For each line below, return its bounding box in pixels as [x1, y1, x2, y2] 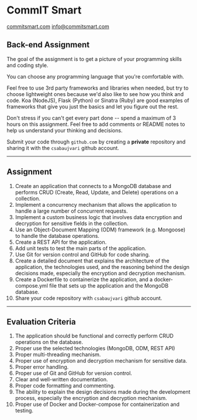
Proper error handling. [15, 364, 69, 371]
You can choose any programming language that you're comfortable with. [6, 73, 185, 80]
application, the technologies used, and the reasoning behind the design [15, 263, 189, 270]
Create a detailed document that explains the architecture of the [15, 257, 170, 264]
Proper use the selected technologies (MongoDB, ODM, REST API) [15, 345, 175, 352]
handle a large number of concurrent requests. [15, 207, 128, 214]
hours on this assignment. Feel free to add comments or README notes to [6, 121, 185, 128]
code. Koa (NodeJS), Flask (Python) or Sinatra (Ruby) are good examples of [6, 97, 189, 104]
